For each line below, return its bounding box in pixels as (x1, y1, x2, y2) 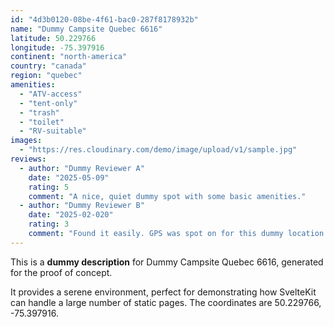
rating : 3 (28, 219, 70, 230)
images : (10, 136, 43, 146)
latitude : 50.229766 (10, 33, 97, 43)
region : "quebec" (10, 71, 83, 81)
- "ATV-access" (19, 89, 83, 99)
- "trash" (19, 107, 60, 118)
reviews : (10, 154, 47, 164)
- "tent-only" (19, 98, 78, 108)
